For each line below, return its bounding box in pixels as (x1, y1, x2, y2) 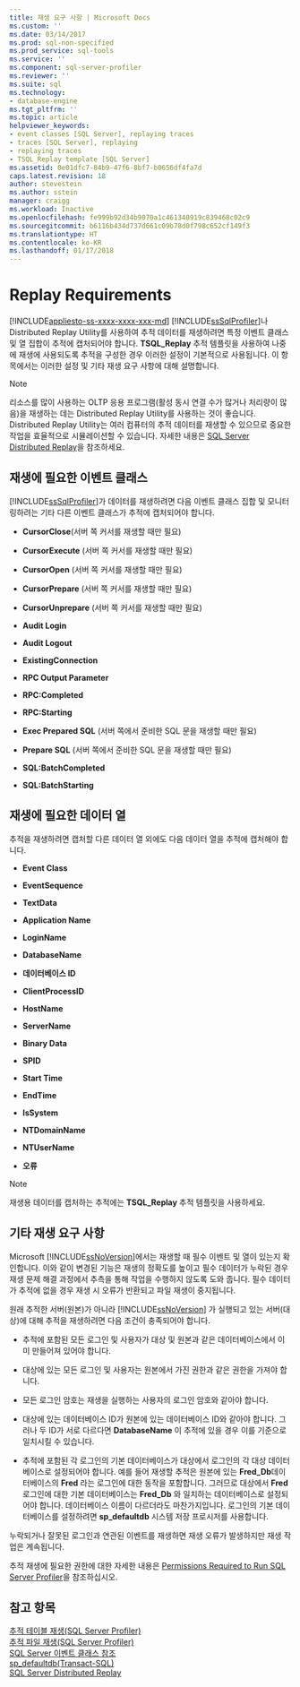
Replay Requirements (9, 285, 172, 306)
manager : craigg (9, 196, 70, 206)
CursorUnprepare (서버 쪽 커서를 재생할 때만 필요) (21, 602, 203, 613)
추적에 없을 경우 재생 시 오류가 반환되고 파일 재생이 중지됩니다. (18, 1285, 236, 1295)
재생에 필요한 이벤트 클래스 (9, 470, 148, 486)
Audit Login (21, 620, 67, 631)
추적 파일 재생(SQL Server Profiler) (9, 1637, 134, 1648)
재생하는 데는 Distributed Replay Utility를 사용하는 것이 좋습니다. (28, 409, 256, 419)
